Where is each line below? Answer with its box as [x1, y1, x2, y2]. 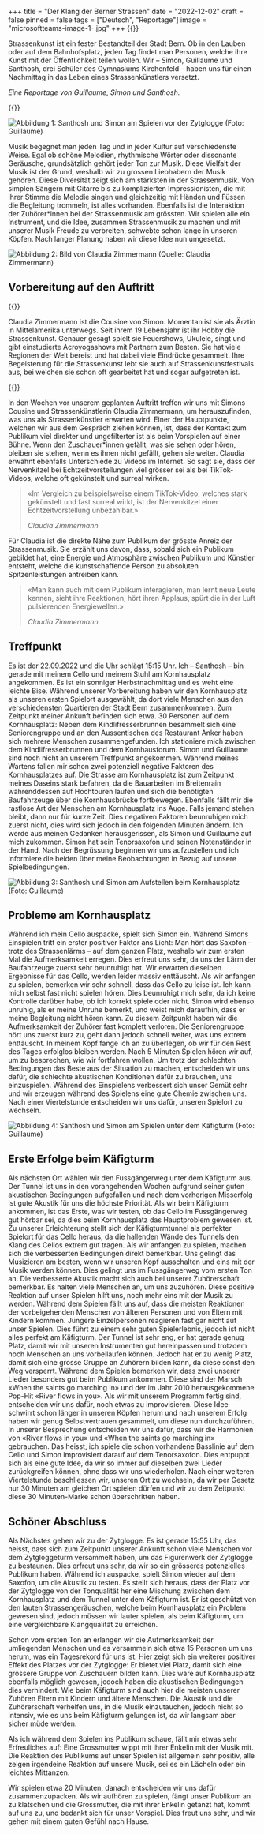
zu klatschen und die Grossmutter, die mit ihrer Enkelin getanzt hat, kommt [8, 1800, 251, 1810]
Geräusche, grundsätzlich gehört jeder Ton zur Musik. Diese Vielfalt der [8, 159, 242, 168]
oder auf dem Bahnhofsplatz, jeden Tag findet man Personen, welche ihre [8, 47, 248, 56]
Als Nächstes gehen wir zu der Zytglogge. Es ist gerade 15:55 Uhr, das [8, 1536, 237, 1546]
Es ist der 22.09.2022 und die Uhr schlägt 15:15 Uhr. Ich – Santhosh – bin [8, 661, 244, 670]
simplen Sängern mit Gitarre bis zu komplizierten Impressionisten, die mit [8, 184, 246, 193]
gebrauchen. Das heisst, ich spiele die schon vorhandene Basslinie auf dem [8, 1442, 255, 1451]
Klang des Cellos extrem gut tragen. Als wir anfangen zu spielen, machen [8, 1240, 247, 1250]
